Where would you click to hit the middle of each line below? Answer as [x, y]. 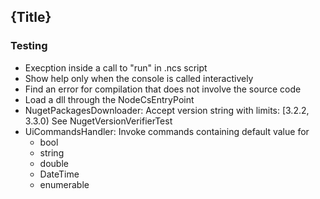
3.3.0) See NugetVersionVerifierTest [98, 121]
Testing [29, 46]
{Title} [31, 17]
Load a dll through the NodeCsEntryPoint [109, 99]
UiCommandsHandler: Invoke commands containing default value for [167, 131]
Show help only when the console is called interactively [139, 78]
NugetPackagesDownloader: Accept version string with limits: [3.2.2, [167, 110]
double [54, 163]
